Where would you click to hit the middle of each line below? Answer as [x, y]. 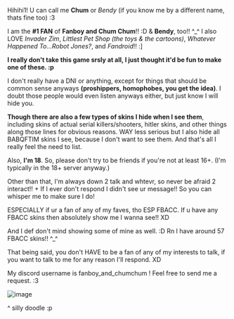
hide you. [21, 103]
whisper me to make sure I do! [51, 196]
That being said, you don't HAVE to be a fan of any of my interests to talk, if [116, 252]
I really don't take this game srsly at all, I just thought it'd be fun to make [115, 60]
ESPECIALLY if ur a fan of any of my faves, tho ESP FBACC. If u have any [113, 210]
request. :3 [23, 281]
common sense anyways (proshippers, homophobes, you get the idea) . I [114, 88]
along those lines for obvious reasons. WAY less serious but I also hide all [113, 132]
